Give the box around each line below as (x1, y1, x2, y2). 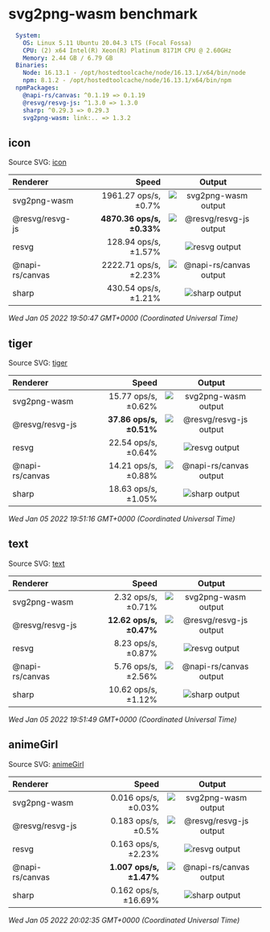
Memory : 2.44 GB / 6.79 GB (22, 54, 113, 62)
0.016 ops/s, (110, 792, 159, 803)
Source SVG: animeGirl (8, 759, 84, 769)
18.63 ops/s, (108, 484, 158, 495)
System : (15, 31, 42, 39)
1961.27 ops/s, (101, 190, 162, 201)
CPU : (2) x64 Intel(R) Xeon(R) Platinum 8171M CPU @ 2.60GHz (22, 46, 231, 55)
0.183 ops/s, (110, 814, 159, 826)
